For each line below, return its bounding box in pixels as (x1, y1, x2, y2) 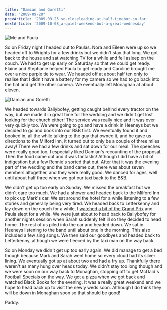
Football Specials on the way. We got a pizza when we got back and (5, 274, 145, 280)
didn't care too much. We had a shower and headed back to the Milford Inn (5, 190, 160, 196)
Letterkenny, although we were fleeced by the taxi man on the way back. (5, 238, 155, 244)
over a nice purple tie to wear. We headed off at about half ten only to (5, 71, 148, 77)
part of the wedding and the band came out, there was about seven (5, 164, 144, 170)
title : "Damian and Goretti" (5, 7, 66, 12)
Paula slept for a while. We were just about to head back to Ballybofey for (5, 211, 156, 217)
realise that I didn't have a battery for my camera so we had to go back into (5, 76, 160, 82)
